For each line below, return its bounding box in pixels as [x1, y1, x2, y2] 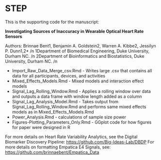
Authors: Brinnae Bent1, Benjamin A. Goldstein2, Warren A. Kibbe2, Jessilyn [5, 43, 156, 48]
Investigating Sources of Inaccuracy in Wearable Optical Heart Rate [5, 28, 144, 34]
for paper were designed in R [12, 124, 70, 130]
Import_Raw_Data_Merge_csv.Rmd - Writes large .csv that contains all [12, 67, 152, 73]
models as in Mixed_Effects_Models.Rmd [12, 109, 94, 114]
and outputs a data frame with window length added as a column [12, 93, 142, 99]
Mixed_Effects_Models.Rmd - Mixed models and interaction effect [12, 78, 144, 84]
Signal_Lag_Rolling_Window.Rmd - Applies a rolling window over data [12, 88, 151, 94]
